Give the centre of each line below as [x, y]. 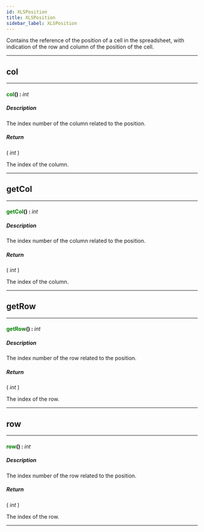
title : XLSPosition [31, 18]
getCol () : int [22, 212]
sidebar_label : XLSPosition [42, 23]
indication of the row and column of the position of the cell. [80, 47]
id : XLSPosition [27, 12]
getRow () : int [23, 329]
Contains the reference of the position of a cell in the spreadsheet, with [95, 41]
